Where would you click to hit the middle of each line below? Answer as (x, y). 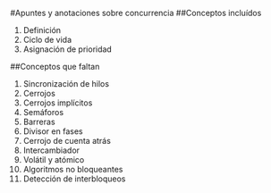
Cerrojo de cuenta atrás (67, 141)
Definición (42, 30)
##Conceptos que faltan (55, 67)
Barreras (39, 122)
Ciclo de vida (47, 40)
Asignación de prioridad (68, 49)
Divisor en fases (53, 131)
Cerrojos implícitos (58, 103)
